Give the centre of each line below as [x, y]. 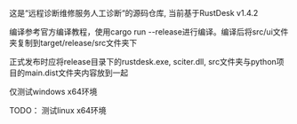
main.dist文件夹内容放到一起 [76, 73]
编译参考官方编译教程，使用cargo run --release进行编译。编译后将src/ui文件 [149, 32]
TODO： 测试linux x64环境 [58, 110]
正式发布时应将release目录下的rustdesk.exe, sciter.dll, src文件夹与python [143, 62]
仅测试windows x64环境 [53, 92]
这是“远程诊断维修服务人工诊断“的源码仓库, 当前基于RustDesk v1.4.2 [134, 13]
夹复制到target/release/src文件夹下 [73, 43]
